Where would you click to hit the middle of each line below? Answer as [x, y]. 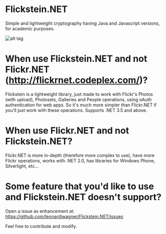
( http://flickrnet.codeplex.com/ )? [77, 80]
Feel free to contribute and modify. [41, 226]
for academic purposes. [30, 28]
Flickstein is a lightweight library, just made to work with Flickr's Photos [79, 94]
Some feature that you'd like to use [80, 186]
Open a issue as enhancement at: [40, 211]
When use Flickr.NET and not [67, 131]
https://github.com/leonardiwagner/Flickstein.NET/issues [64, 216]
